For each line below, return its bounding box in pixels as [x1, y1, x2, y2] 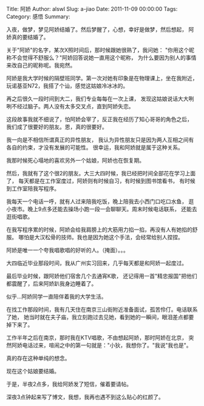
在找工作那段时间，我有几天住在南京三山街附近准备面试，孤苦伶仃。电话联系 [6, 306, 198, 313]
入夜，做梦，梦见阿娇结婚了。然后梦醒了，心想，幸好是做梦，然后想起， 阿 [6, 26, 194, 33]
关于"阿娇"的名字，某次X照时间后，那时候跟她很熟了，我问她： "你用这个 [6, 46, 189, 54]
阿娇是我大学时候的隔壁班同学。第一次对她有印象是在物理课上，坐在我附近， [6, 75, 198, 82]
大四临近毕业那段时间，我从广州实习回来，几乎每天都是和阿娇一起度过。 [6, 259, 187, 267]
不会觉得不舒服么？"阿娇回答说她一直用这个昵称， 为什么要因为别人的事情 [11, 54, 197, 61]
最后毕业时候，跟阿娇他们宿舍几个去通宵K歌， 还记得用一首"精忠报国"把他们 [6, 273, 197, 279]
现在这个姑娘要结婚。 [6, 368, 59, 374]
